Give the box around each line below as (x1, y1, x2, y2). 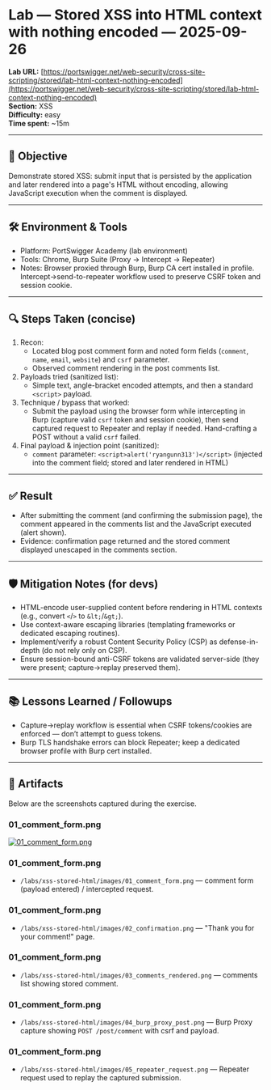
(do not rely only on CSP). (41, 646, 127, 655)
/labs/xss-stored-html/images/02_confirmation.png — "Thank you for (19, 922, 255, 932)
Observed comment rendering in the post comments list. (31, 363, 220, 373)
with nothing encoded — (8, 23, 176, 41)
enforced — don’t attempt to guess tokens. (19, 728, 163, 738)
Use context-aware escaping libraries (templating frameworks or (19, 620, 236, 629)
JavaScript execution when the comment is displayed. (8, 188, 188, 197)
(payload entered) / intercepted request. (19, 884, 154, 894)
